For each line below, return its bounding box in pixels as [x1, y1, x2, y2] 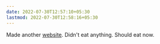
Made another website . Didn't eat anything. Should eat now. [6, 31, 155, 38]
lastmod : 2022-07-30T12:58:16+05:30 [6, 14, 98, 20]
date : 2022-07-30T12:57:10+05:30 [6, 8, 90, 15]
